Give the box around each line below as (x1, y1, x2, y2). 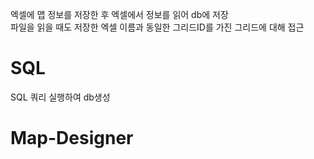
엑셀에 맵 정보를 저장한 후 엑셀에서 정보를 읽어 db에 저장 (10, 9, 229, 20)
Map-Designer (10, 127, 134, 150)
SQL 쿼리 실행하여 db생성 (10, 91, 111, 103)
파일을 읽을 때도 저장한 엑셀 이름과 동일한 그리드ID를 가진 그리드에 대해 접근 (10, 21, 305, 33)
